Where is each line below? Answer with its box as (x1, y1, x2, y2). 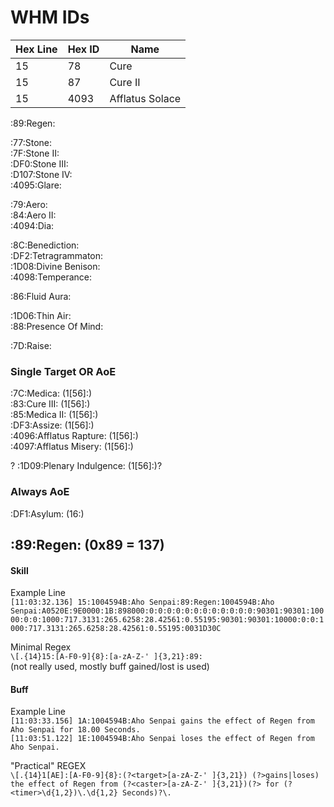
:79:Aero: (10, 198, 48, 210)
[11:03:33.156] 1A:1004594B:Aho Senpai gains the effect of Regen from (10, 716, 315, 726)
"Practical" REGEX (10, 760, 87, 772)
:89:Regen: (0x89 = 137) (10, 536, 165, 553)
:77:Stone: (10, 136, 53, 148)
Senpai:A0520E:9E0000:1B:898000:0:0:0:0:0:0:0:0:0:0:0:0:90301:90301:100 (10, 606, 325, 616)
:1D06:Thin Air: (10, 309, 72, 321)
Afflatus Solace (109, 91, 182, 105)
